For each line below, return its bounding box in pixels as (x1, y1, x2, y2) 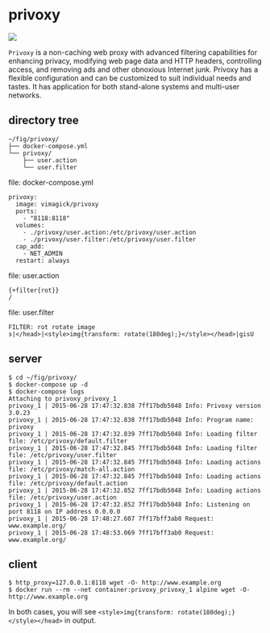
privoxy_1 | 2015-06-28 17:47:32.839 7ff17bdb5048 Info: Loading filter (8, 430, 258, 438)
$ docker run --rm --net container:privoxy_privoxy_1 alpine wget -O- (8, 586, 251, 594)
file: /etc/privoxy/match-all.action (8, 465, 135, 473)
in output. (64, 615, 97, 626)
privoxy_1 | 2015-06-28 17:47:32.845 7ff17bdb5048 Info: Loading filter (8, 444, 258, 452)
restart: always (15, 256, 70, 264)
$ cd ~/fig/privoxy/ (8, 373, 78, 381)
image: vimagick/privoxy (15, 200, 99, 208)
